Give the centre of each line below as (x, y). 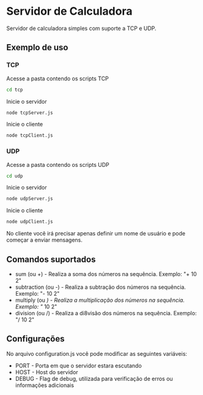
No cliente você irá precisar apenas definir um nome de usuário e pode (96, 234)
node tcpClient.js (30, 136)
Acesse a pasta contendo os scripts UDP (58, 164)
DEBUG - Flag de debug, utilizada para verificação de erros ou (94, 378)
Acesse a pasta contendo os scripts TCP (57, 79)
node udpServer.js (30, 199)
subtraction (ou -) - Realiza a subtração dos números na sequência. (101, 287)
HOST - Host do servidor (46, 372)
